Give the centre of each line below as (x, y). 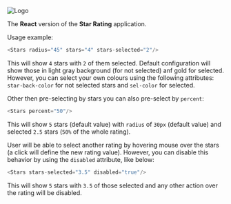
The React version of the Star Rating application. (77, 24)
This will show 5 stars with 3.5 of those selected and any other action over (113, 185)
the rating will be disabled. (45, 192)
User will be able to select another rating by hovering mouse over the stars (113, 145)
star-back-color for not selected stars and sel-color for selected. (101, 85)
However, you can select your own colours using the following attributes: (111, 78)
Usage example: (30, 37)
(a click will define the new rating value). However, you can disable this (108, 152)
